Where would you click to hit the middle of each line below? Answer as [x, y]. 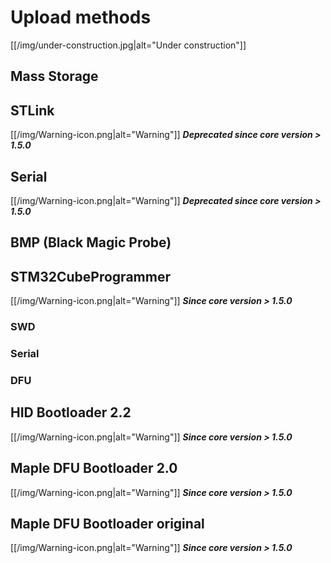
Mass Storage [54, 76]
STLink [32, 110]
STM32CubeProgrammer [90, 276]
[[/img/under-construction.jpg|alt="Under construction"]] [128, 45]
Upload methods [81, 17]
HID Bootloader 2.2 [71, 412]
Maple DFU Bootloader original [107, 523]
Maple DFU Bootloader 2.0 [94, 468]
